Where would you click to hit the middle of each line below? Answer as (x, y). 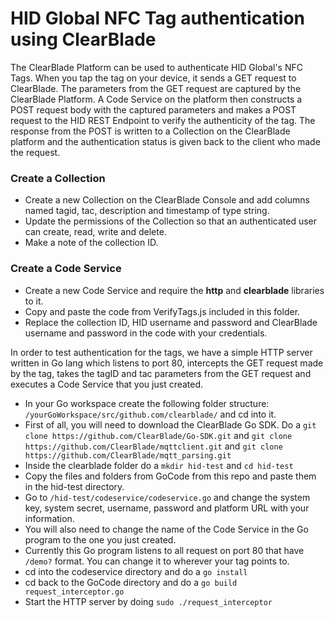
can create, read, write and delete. (95, 232)
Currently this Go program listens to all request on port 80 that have (164, 550)
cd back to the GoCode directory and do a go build (131, 582)
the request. (35, 152)
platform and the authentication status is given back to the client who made (165, 141)
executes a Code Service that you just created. (107, 384)
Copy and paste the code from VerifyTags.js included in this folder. (162, 311)
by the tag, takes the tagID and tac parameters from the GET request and (161, 373)
